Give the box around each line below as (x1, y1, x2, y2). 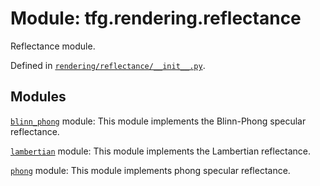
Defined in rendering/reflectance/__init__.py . (10, 59, 206, 71)
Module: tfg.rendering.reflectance (10, 7, 302, 30)
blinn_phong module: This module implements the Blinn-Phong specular (10, 115, 307, 127)
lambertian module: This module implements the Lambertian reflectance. (10, 145, 312, 157)
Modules (10, 88, 67, 106)
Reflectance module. (10, 40, 96, 52)
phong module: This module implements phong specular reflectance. (10, 164, 291, 176)
